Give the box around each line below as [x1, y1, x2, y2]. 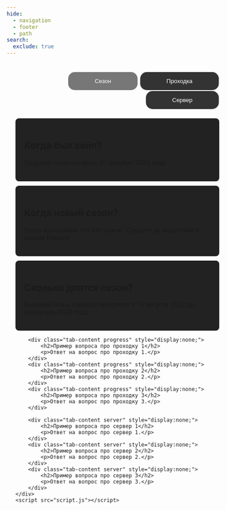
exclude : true [13, 43, 54, 50]
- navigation [13, 17, 51, 24]
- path [13, 30, 32, 37]
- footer [13, 23, 39, 30]
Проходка [166, 78, 193, 85]
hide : [6, 10, 22, 18]
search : [6, 37, 30, 44]
